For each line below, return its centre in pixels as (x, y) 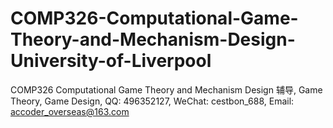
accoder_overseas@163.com (70, 111)
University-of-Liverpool (111, 61)
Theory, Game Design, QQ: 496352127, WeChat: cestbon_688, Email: (152, 101)
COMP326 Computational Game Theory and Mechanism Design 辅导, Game (166, 89)
